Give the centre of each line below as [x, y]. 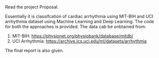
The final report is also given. [34, 51]
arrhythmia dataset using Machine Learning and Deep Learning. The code [79, 22]
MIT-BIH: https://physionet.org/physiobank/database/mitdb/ [73, 36]
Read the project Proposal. [32, 7]
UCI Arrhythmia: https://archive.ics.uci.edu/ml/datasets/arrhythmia [79, 41]
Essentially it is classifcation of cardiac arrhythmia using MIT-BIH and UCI [79, 16]
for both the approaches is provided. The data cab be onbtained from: [76, 27]
